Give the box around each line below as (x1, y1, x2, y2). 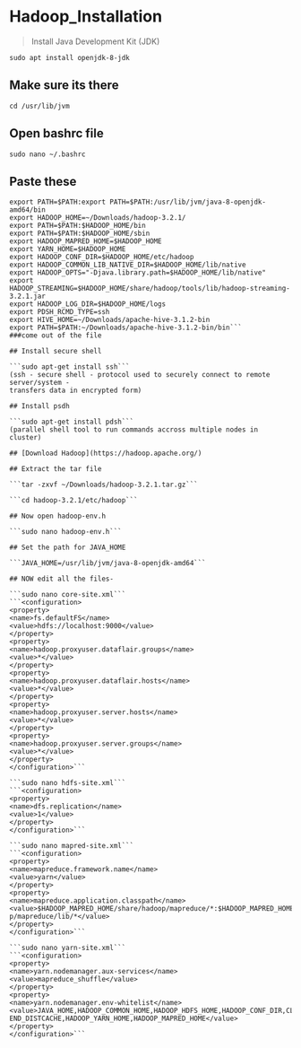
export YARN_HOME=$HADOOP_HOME (9, 245, 126, 254)
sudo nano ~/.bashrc (9, 150, 87, 159)
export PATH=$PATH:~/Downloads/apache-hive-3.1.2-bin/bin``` (9, 323, 243, 333)
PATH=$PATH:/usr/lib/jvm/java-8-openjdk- (108, 197, 267, 207)
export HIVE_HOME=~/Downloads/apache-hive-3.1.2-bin (9, 316, 211, 325)
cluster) (9, 433, 42, 442)
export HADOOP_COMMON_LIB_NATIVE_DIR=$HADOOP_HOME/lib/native (9, 260, 246, 270)
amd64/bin (9, 205, 47, 214)
